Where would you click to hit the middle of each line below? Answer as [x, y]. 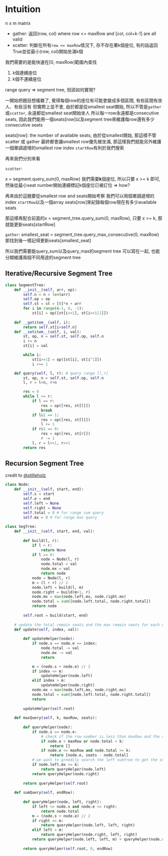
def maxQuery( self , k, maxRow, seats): [56, 718]
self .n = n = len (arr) [47, 294]
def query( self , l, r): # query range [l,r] [61, 373]
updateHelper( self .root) [49, 709]
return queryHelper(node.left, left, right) [88, 825]
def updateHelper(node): [49, 639]
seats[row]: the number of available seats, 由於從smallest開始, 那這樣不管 [81, 135]
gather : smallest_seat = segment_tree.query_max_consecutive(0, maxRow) [82, 234]
